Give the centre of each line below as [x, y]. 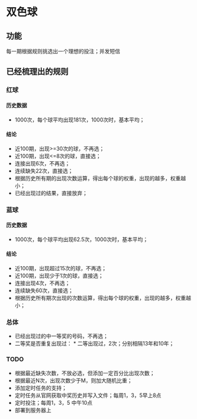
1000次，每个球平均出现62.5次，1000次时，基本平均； [81, 239]
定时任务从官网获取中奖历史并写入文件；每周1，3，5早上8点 [88, 395]
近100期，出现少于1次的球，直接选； [59, 276]
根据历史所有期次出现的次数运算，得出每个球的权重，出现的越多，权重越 [103, 298]
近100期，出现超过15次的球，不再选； [61, 268]
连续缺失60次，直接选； [44, 290]
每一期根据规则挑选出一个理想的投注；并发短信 [63, 51]
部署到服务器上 [33, 410]
